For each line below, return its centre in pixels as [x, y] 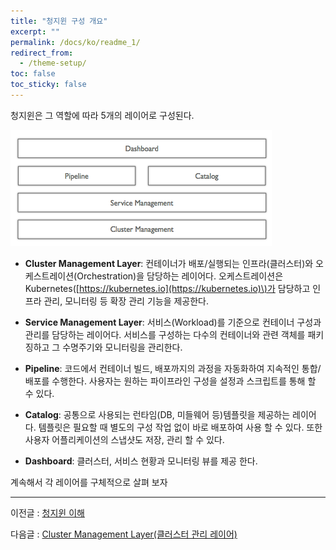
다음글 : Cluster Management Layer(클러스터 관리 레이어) [124, 534]
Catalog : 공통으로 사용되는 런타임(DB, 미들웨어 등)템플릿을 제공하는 [157, 414]
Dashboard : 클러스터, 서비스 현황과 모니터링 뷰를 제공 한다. [141, 461]
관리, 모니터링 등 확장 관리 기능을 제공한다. [126, 301]
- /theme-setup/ [53, 63]
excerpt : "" [35, 31]
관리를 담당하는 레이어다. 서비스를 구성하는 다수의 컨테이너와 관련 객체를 [165, 334]
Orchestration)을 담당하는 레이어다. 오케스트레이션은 [180, 276]
